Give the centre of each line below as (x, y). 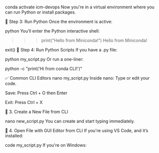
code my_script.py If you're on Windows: (46, 145)
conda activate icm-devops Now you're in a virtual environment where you (80, 7)
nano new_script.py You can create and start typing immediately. (70, 121)
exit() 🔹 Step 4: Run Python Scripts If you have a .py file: (61, 50)
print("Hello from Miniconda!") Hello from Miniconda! (94, 40)
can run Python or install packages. (41, 12)
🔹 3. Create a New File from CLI (36, 112)
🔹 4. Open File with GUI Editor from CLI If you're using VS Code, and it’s (77, 130)
